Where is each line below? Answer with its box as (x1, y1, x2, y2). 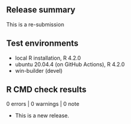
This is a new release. (14, 112, 69, 119)
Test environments (6, 39, 78, 49)
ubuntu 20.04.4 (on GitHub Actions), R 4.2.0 (14, 60, 125, 68)
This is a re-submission (6, 20, 65, 28)
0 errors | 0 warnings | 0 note (6, 101, 80, 108)
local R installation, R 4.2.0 (14, 54, 81, 61)
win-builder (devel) (14, 67, 63, 74)
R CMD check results (6, 84, 87, 95)
